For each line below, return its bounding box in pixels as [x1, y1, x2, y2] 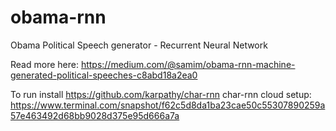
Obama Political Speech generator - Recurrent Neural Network [10, 39, 268, 51]
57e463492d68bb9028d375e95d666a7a [10, 109, 180, 121]
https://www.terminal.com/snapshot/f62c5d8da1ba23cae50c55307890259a [10, 99, 326, 111]
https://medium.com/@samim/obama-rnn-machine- [80, 58, 296, 70]
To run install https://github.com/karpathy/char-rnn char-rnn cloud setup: [10, 88, 312, 100]
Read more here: [10, 58, 79, 70]
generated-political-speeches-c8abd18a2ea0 [10, 69, 198, 81]
